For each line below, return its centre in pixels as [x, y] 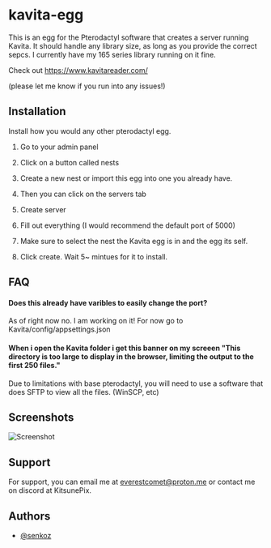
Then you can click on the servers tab [83, 194]
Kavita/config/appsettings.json [59, 329]
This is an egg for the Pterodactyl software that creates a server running [129, 37]
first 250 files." [34, 365]
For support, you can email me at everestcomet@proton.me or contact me [132, 482]
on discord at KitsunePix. [50, 490]
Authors [30, 516]
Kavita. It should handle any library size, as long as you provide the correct [133, 45]
